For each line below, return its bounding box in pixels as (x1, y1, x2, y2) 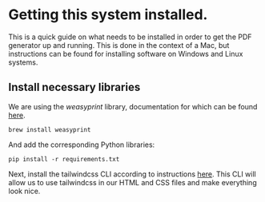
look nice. (8, 186, 41, 196)
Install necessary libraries (8, 81, 141, 94)
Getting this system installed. (8, 6, 208, 24)
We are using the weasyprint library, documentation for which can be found (8, 101, 258, 111)
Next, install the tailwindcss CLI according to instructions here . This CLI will (8, 169, 256, 179)
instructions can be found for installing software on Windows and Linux (8, 49, 243, 58)
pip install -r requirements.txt (8, 155, 120, 163)
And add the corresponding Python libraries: (8, 140, 155, 149)
